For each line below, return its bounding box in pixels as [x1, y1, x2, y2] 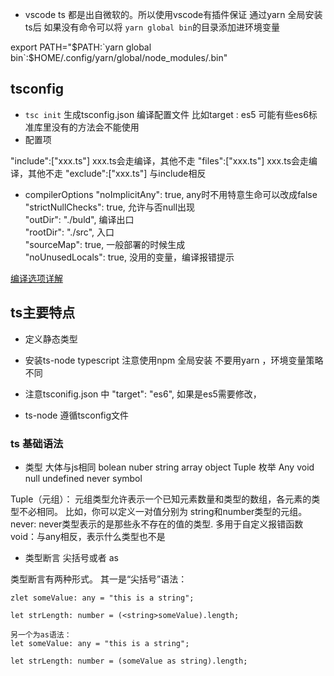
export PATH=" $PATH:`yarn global [10, 41, 152, 53]
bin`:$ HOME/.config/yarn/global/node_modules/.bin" [10, 52, 228, 63]
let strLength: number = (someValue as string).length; [10, 656, 248, 666]
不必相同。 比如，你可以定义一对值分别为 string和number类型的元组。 [18, 505, 308, 517]
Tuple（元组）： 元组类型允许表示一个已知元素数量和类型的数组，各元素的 [10, 493, 312, 505]
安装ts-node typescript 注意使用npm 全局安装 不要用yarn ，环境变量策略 [24, 354, 324, 366]
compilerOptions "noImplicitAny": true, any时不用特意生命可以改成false [24, 188, 318, 200]
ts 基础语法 [10, 436, 64, 450]
